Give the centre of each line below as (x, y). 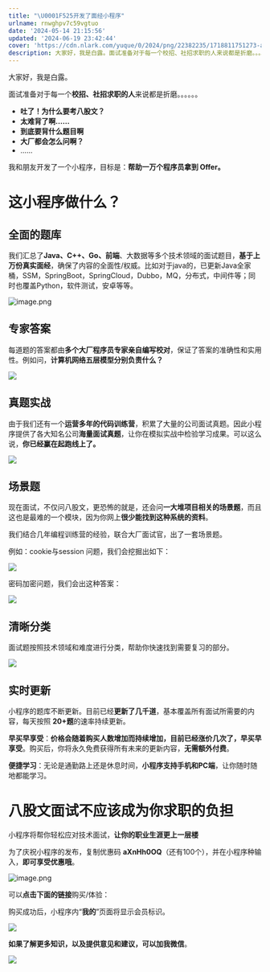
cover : (19, 46)
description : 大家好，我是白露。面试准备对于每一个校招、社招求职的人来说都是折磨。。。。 (137, 53)
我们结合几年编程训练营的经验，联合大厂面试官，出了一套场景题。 (117, 535)
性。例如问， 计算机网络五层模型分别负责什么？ (86, 359)
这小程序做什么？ (65, 203)
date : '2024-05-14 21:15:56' (57, 31)
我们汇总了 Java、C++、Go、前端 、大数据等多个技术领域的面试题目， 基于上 (134, 255)
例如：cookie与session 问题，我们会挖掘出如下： (90, 552)
